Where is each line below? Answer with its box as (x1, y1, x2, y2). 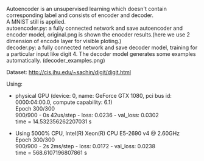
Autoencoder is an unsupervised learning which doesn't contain (6, 5, 167, 12)
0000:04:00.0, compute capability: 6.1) (15, 98, 113, 106)
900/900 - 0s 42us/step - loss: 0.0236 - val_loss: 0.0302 (15, 112, 160, 118)
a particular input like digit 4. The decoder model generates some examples (6, 50, 196, 57)
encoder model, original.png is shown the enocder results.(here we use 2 (6, 31, 191, 38)
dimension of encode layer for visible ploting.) (6, 38, 122, 44)
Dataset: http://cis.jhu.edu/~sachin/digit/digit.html (6, 69, 132, 75)
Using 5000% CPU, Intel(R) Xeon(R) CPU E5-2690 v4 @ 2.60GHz (15, 130, 180, 137)
